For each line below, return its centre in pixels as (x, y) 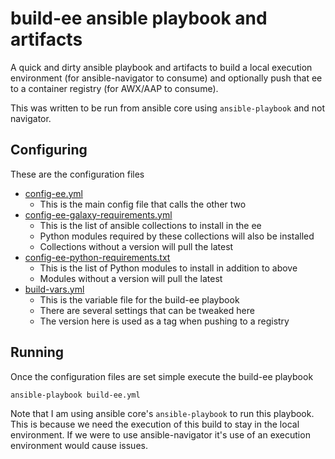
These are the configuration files (77, 174)
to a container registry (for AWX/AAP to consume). (114, 88)
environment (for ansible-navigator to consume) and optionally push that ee (166, 78)
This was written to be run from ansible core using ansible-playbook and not (168, 108)
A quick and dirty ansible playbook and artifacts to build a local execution (161, 67)
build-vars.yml (54, 289)
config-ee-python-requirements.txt (97, 257)
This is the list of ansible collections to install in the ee (150, 225)
